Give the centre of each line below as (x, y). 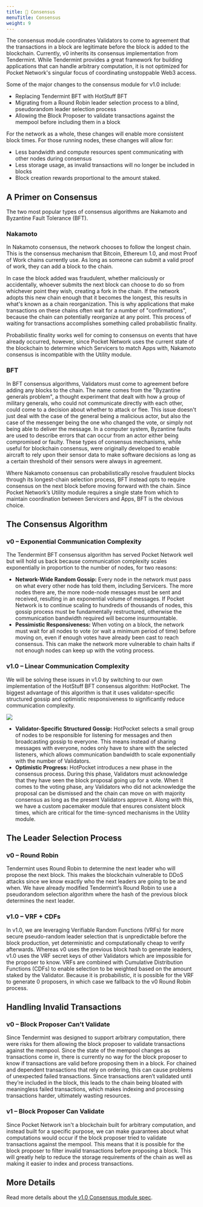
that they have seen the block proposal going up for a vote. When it (99, 780)
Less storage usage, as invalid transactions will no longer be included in (105, 165)
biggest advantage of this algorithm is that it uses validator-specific (90, 692)
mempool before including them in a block (68, 122)
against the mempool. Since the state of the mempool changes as (88, 1051)
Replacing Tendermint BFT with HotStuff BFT (71, 96)
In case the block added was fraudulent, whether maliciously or (85, 278)
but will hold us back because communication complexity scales (87, 561)
